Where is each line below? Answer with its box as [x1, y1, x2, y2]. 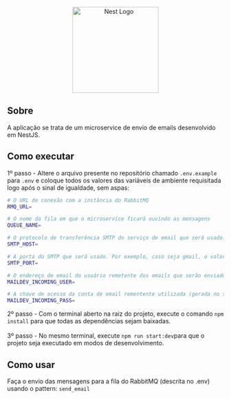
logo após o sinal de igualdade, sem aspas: [7, 183, 129, 192]
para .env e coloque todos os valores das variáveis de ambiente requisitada [7, 176, 221, 184]
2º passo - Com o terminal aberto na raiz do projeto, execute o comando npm [7, 310, 224, 318]
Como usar [7, 358, 56, 371]
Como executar [7, 151, 74, 162]
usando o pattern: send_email [7, 384, 91, 392]
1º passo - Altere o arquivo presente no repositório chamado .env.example [7, 169, 217, 177]
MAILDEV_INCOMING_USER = [7, 279, 76, 285]
